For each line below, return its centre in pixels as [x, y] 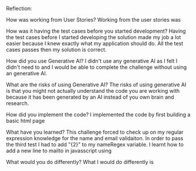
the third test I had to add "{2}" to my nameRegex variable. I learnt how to [95, 144]
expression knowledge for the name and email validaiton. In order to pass [95, 138]
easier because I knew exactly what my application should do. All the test [95, 43]
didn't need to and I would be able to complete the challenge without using [97, 67]
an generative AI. [27, 73]
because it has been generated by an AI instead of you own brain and [90, 97]
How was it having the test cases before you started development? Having [96, 31]
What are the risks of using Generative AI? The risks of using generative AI [96, 85]
